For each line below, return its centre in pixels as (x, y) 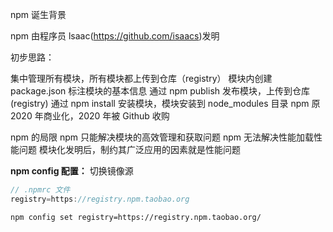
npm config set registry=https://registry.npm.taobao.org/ (136, 217)
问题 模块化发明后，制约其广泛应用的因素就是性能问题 (129, 149)
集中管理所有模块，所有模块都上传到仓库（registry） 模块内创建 (141, 78)
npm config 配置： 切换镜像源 (72, 171)
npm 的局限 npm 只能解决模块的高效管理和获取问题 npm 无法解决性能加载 (162, 137)
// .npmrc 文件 (40, 190)
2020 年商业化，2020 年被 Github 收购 (90, 116)
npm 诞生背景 (38, 14)
